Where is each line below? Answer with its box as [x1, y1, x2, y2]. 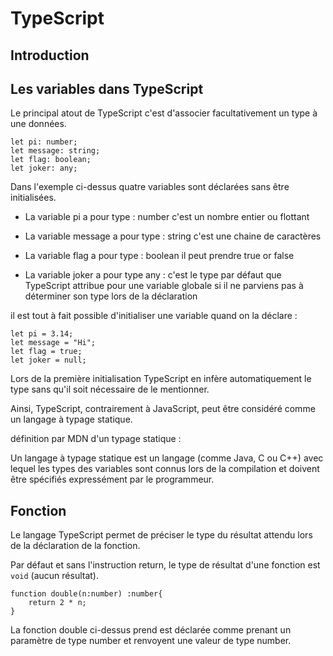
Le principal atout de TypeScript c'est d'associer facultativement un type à [10, 107, 318, 119]
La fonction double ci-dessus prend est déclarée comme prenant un [10, 624, 292, 636]
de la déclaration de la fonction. [10, 540, 141, 552]
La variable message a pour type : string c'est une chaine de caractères [24, 230, 322, 242]
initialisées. [10, 192, 57, 204]
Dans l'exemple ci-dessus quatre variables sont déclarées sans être [10, 181, 290, 193]
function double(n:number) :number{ [10, 589, 163, 599]
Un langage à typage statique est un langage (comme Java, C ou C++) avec [10, 452, 324, 464]
